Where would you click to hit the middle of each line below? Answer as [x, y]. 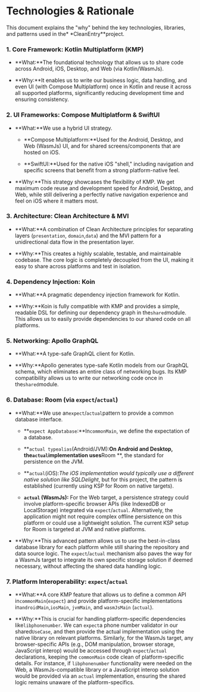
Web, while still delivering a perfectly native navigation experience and [101, 194]
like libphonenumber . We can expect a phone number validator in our [96, 625]
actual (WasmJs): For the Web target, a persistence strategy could [106, 497]
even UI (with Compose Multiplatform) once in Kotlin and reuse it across [103, 87]
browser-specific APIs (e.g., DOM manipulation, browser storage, [95, 644]
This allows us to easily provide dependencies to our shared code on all [103, 319]
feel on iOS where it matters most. [57, 201]
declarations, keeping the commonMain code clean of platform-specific [99, 657]
